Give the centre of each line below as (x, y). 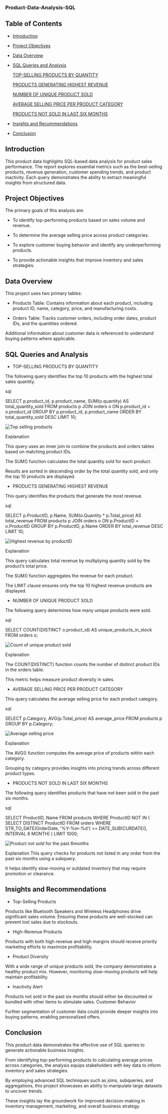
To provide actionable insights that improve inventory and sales (78, 260)
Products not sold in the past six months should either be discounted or (79, 996)
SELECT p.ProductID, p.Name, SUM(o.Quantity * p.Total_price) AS (73, 515)
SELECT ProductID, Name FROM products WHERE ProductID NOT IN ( (77, 817)
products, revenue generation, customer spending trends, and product (78, 172)
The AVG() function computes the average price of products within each (80, 753)
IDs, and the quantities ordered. (45, 324)
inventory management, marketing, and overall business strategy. (73, 1106)
